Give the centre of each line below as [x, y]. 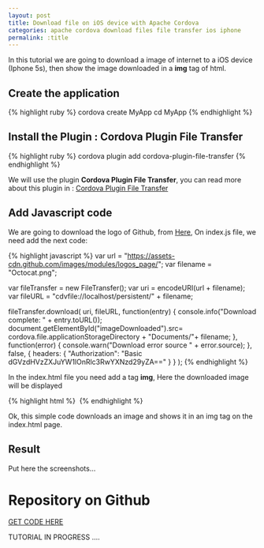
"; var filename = [185, 264]
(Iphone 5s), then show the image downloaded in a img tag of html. [117, 69]
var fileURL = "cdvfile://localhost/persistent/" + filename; [100, 296]
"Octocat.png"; [33, 272]
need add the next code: [48, 240]
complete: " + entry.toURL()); [55, 320]
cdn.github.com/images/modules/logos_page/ [83, 264]
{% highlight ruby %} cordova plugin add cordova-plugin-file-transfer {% [127, 156]
